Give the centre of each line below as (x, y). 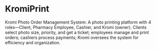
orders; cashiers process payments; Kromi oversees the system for (72, 37)
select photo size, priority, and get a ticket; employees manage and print (77, 32)
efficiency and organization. (33, 42)
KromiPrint (27, 9)
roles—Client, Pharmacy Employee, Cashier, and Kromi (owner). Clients (76, 27)
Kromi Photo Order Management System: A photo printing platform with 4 (78, 22)
